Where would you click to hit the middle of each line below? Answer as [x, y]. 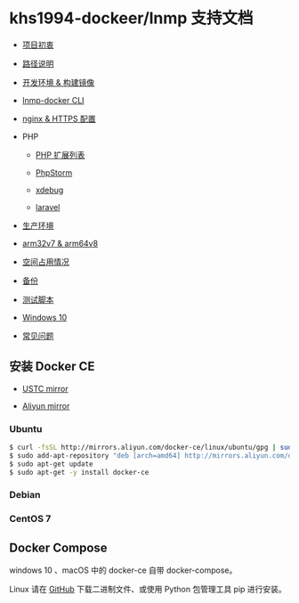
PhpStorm [54, 172]
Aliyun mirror [46, 405]
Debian [25, 495]
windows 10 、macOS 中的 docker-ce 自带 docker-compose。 [123, 570]
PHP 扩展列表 [60, 155]
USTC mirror [45, 388]
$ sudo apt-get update [51, 464]
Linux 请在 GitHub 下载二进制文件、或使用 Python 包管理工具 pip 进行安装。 [148, 590]
